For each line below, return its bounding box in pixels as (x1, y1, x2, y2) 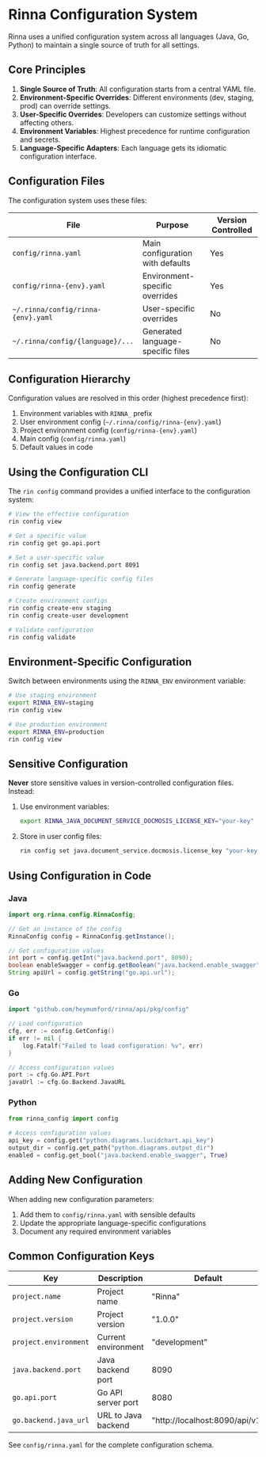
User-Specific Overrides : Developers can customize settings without (19, 109, 247, 119)
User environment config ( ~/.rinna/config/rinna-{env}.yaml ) (19, 418, 222, 427)
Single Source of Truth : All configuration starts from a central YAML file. (19, 84, 256, 93)
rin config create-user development (8, 612, 129, 620)
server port (97, 1397, 139, 1408)
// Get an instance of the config (8, 925, 123, 933)
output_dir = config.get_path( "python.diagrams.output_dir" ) (8, 1144, 215, 1152)
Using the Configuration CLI (8, 465, 149, 479)
